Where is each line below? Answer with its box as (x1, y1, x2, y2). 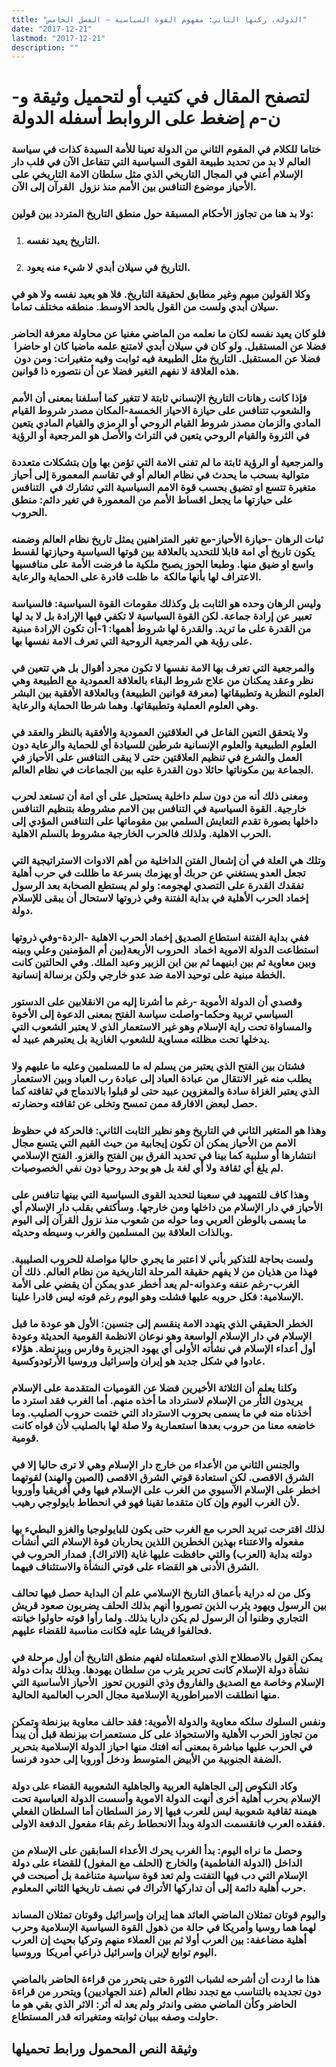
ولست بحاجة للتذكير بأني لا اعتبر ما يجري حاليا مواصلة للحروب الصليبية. (11, 1252, 314, 1266)
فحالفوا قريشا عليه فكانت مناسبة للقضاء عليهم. (11, 1624, 213, 1638)
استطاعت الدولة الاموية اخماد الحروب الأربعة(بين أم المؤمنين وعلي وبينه (11, 943, 319, 957)
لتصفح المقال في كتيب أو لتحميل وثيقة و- (11, 86, 311, 108)
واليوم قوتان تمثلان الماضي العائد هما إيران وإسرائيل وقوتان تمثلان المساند (11, 1908, 326, 1922)
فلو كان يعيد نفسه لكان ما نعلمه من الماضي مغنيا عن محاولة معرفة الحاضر (11, 326, 326, 340)
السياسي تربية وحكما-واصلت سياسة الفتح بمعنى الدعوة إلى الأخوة (11, 1007, 294, 1021)
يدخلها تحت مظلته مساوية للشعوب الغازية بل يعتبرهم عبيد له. (11, 1032, 271, 1046)
